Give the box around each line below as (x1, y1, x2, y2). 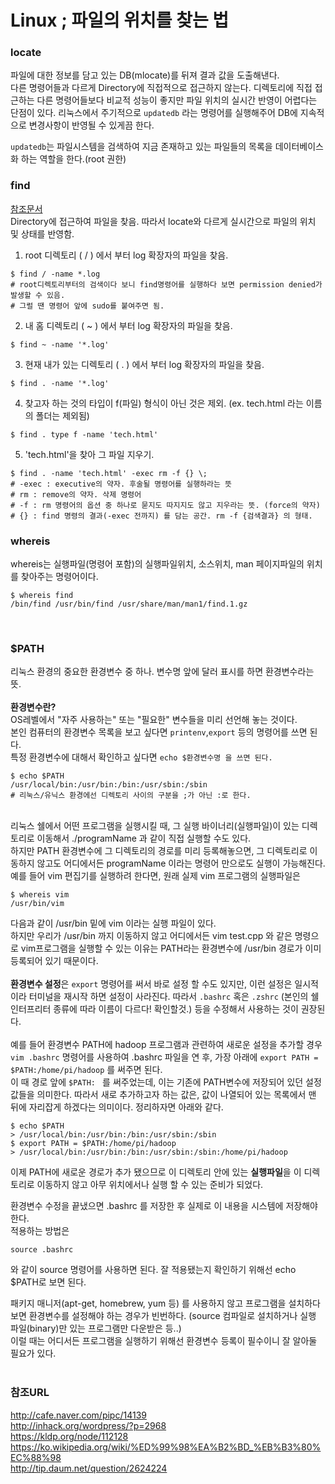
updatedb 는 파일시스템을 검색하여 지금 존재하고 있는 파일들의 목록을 (10, 141, 273, 153)
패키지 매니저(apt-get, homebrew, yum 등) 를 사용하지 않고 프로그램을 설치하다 (10, 1297, 321, 1310)
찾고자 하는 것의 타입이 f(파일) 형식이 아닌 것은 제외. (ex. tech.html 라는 (24, 397, 304, 409)
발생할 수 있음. (10, 290, 66, 300)
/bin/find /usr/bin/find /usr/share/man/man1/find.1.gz (10, 599, 248, 610)
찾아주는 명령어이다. (20, 571, 99, 583)
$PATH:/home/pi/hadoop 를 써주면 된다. (10, 1064, 163, 1076)
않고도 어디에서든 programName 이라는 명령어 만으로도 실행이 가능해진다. (36, 857, 326, 870)
